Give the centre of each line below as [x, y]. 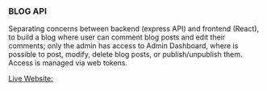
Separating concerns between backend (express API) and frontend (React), [134, 29]
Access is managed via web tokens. [68, 63]
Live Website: [31, 79]
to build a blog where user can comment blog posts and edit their [117, 37]
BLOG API [27, 11]
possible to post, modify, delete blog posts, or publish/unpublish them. [125, 55]
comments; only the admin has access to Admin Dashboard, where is [123, 46]
